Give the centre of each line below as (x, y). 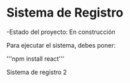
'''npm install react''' (35, 58)
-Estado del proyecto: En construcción (61, 32)
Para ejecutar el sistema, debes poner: (61, 45)
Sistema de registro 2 (37, 72)
